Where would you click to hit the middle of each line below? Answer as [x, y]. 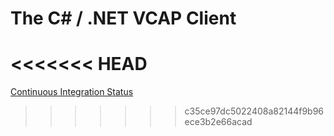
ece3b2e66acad [218, 122]
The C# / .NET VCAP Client [123, 18]
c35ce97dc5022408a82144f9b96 [254, 111]
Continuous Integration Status [72, 92]
